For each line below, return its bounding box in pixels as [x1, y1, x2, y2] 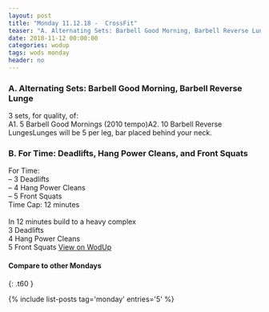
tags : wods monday [8, 49, 70, 57]
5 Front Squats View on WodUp [8, 242, 112, 252]
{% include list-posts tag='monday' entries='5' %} [8, 294, 175, 304]
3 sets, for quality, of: [8, 111, 78, 121]
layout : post [8, 11, 52, 20]
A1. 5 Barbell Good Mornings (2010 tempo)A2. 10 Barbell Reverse [8, 119, 223, 129]
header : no [8, 57, 45, 65]
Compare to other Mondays [8, 261, 102, 270]
